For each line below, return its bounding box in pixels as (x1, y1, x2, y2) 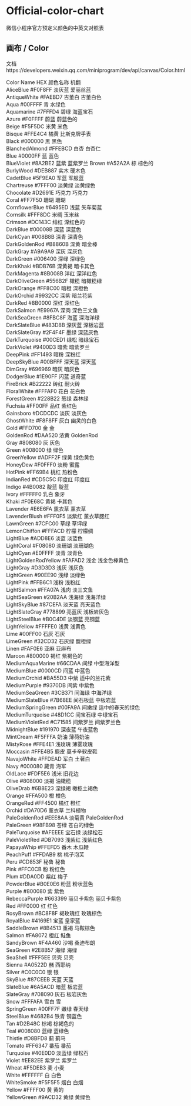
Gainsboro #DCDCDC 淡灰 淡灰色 (6, 409, 87, 417)
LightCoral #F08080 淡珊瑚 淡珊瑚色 (6, 542, 94, 549)
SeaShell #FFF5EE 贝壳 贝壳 (6, 954, 74, 961)
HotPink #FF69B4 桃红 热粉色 (6, 468, 78, 475)
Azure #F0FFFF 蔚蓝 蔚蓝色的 (6, 115, 78, 122)
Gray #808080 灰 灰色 (6, 439, 61, 446)
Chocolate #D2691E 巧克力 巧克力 (6, 189, 88, 196)
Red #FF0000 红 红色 (6, 902, 58, 910)
